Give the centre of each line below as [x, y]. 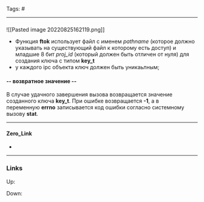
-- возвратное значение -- [42, 81]
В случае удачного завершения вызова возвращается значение [90, 95]
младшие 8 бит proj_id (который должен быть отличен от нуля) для [102, 54]
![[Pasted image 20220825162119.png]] [56, 29]
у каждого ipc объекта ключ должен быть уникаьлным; [87, 67]
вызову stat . [22, 114]
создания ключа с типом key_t [55, 61]
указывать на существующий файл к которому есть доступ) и [96, 47]
